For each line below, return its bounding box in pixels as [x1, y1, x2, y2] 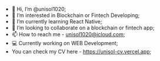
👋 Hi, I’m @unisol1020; [11, 6, 66, 12]
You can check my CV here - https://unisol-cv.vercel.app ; [11, 48, 152, 55]
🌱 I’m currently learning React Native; [11, 18, 102, 25]
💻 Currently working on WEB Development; [11, 40, 118, 46]
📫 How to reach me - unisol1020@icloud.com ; [11, 31, 125, 38]
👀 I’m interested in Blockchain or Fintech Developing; [11, 12, 140, 19]
